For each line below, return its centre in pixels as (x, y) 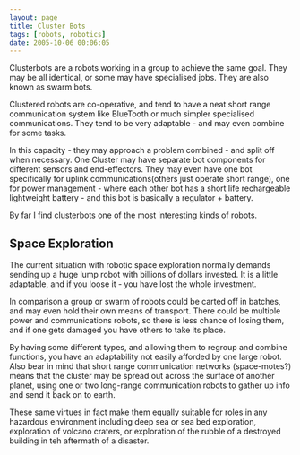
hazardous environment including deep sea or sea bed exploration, (133, 422)
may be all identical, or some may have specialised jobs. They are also (139, 78)
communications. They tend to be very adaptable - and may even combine (147, 124)
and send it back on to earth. (62, 395)
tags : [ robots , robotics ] (57, 34)
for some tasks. (38, 133)
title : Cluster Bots (48, 26)
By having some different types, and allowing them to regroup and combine (149, 348)
